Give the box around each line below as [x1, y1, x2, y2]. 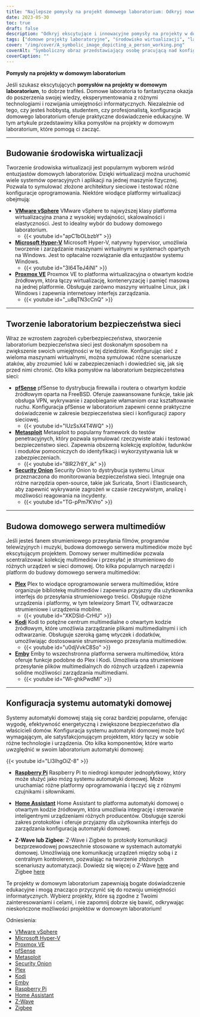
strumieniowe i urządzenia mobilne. [14, 606, 102, 613]
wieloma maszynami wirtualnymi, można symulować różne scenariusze [6, 354, 182, 361]
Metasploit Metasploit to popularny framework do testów [14, 429, 156, 436]
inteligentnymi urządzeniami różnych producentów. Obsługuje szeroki [14, 812, 186, 819]
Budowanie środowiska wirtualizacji [6, 149, 143, 159]
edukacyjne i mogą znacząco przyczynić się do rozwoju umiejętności [6, 886, 176, 893]
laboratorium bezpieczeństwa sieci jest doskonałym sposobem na [6, 341, 168, 348]
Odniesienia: [6, 916, 37, 923]
